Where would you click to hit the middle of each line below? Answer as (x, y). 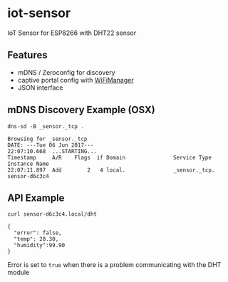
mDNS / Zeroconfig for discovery (66, 72)
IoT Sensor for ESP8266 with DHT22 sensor (72, 33)
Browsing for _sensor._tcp (47, 139)
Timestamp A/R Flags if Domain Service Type (110, 157)
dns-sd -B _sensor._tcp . (46, 126)
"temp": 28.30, (36, 239)
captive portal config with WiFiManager (76, 80)
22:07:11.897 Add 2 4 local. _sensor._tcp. (111, 170)
